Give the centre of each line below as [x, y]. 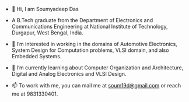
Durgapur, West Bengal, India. [47, 33]
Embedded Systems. [36, 56]
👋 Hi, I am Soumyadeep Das [45, 9]
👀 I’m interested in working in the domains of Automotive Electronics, [94, 44]
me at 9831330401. [35, 94]
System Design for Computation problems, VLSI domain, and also [90, 50]
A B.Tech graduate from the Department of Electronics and [82, 20]
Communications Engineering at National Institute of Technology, [90, 27]
